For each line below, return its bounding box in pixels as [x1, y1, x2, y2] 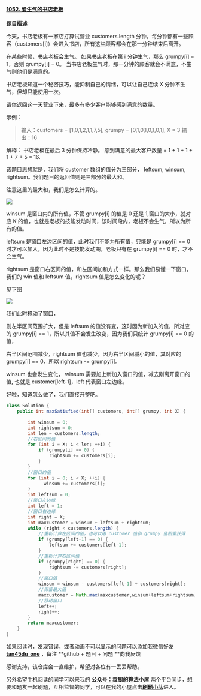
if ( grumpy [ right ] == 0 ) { [38, 559, 106, 565]
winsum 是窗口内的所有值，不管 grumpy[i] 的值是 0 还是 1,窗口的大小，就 [6, 210, 186, 217]
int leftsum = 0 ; [28, 492, 71, 498]
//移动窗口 [38, 598, 62, 604]
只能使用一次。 [26, 88, 64, 95]
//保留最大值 [38, 587, 66, 593]
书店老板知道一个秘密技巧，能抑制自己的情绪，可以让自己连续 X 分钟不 [6, 81, 181, 88]
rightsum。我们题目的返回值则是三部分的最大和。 [6, 173, 128, 181]
